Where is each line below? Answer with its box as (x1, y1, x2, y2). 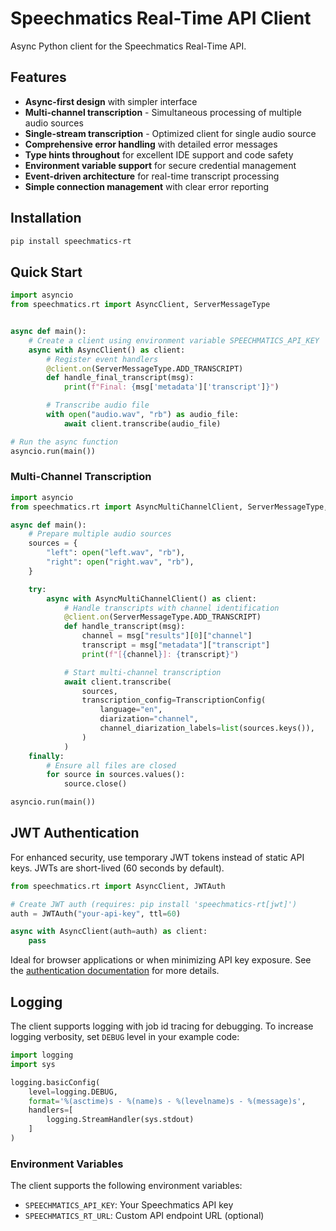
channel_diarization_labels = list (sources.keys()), (99, 723, 315, 734)
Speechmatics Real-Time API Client (10, 7, 312, 30)
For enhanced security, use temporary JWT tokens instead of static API (10, 851, 305, 863)
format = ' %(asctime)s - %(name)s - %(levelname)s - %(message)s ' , (28, 1096, 307, 1106)
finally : (28, 751, 65, 761)
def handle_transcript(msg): (63, 622, 186, 632)
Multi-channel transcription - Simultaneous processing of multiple (24, 106, 302, 118)
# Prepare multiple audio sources (28, 529, 172, 539)
